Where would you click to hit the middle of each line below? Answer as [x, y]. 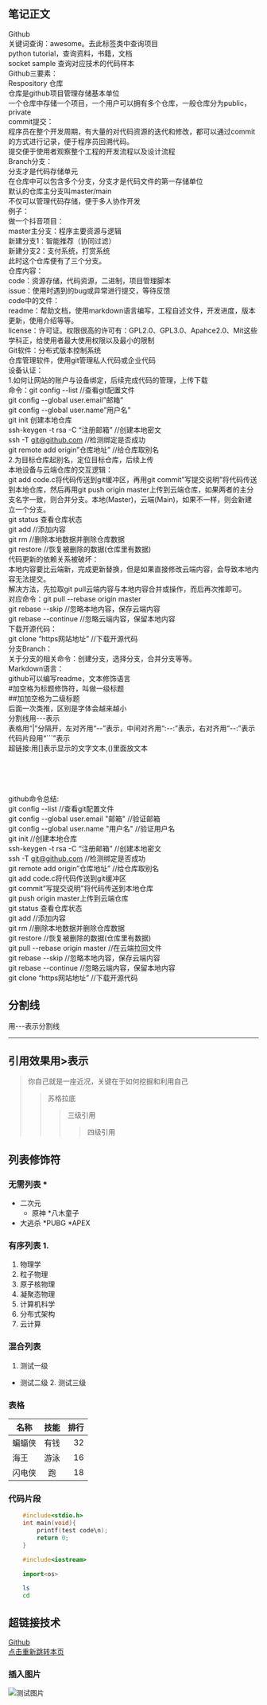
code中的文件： [34, 300]
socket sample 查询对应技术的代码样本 [72, 63]
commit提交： [31, 121]
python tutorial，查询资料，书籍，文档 [70, 53]
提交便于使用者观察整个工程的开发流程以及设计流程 [92, 151]
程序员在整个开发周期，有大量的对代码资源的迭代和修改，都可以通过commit [132, 131]
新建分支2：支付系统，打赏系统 [59, 251]
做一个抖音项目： [36, 220]
